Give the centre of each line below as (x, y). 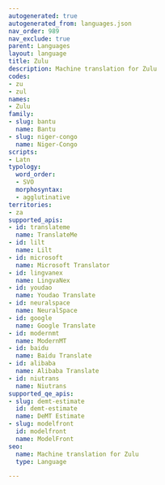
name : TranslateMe (47, 235)
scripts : (23, 152)
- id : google (30, 318)
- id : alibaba (32, 364)
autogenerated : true (43, 16)
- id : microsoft (36, 258)
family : (21, 115)
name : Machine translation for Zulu (77, 454)
